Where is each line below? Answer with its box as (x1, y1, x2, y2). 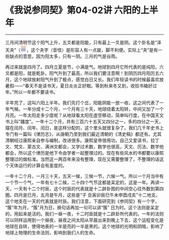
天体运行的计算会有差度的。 (9, 162, 67, 168)
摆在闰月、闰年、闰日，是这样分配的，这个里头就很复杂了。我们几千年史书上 (5, 125, 164, 131)
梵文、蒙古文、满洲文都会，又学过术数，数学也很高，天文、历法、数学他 (14, 144, 164, 150)
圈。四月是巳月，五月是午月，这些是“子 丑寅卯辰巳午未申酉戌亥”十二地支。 (5, 192, 160, 198)
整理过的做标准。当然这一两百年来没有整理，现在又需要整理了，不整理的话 (5, 156, 159, 162)
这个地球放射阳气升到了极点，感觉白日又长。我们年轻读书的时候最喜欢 (14, 76, 159, 82)
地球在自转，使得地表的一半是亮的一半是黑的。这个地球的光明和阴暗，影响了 (5, 223, 164, 229)
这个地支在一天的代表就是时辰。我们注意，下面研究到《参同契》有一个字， (5, 198, 159, 204)
